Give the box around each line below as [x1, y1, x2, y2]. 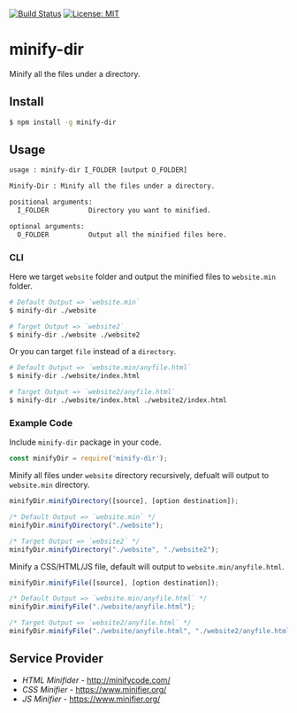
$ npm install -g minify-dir [9, 118, 117, 127]
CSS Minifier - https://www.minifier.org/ [21, 684, 167, 694]
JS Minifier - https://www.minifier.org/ [21, 694, 161, 704]
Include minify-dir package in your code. [9, 437, 162, 447]
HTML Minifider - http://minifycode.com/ [21, 674, 171, 686]
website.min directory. [9, 479, 90, 491]
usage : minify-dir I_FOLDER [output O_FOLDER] [9, 166, 188, 174]
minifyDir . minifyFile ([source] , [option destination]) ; [9, 578, 219, 587]
